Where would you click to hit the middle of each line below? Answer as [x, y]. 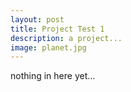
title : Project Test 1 [57, 29]
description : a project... [66, 38]
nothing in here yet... [53, 76]
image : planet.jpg [48, 47]
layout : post [37, 19]
